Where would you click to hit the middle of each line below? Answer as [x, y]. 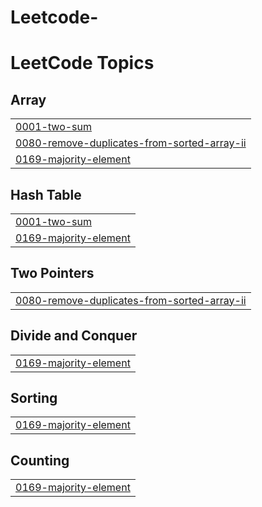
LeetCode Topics [82, 63]
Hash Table [46, 194]
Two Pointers [52, 273]
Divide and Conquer [74, 336]
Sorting [34, 398]
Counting [40, 460]
